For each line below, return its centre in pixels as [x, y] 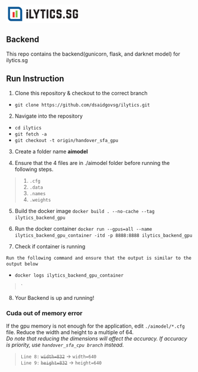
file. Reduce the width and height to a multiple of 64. [70, 332]
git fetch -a [31, 134]
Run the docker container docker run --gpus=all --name [83, 228]
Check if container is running [50, 246]
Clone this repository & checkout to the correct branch [81, 93]
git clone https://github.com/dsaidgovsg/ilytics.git [82, 105]
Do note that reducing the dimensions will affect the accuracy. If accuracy [97, 338]
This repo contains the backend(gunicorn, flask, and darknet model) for [93, 54]
